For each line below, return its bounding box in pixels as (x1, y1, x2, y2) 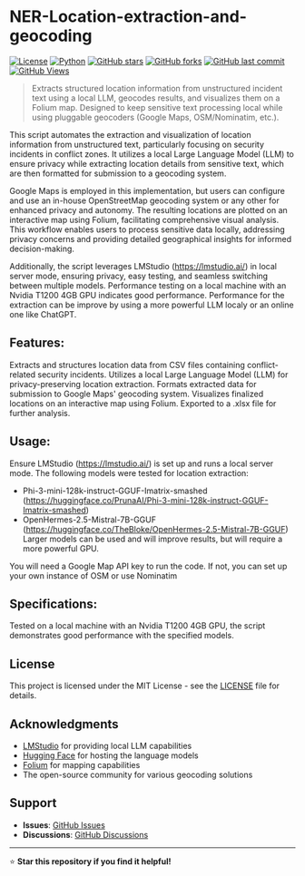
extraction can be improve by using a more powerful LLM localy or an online (9, 299, 294, 310)
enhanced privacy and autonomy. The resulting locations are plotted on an (9, 204, 288, 215)
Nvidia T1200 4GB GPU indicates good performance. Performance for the (9, 289, 285, 300)
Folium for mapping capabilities (22, 760, 141, 770)
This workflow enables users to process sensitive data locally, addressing (9, 224, 285, 235)
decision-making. (9, 243, 75, 254)
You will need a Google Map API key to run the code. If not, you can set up (9, 560, 288, 571)
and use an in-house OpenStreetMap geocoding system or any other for (9, 195, 280, 206)
